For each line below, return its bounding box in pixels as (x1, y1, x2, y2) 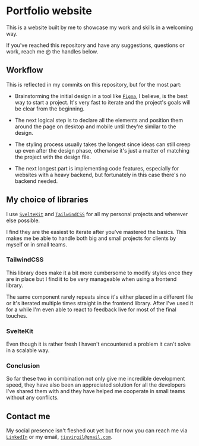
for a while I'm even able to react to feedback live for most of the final (6, 306, 176, 313)
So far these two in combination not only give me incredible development (6, 375, 185, 382)
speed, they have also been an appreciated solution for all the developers (6, 381, 186, 388)
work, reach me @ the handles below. (6, 48, 99, 55)
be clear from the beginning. (14, 105, 85, 112)
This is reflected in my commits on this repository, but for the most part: (6, 81, 182, 88)
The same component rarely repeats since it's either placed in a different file (6, 293, 194, 301)
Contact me (6, 411, 50, 421)
